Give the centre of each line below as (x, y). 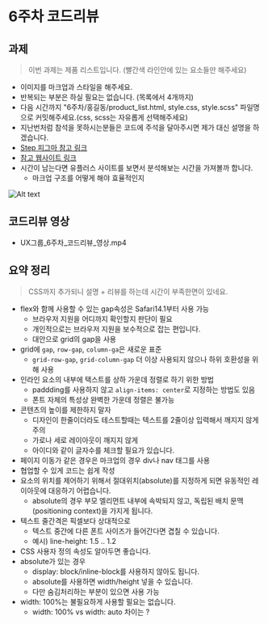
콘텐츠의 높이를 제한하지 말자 (65, 410)
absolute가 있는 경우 (53, 561)
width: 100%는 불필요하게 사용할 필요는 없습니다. (98, 601)
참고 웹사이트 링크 (48, 158)
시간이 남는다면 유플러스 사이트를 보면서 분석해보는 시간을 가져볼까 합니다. (136, 168)
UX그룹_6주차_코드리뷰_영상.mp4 (73, 242)
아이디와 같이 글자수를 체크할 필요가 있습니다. (103, 450)
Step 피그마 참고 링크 (53, 148)
